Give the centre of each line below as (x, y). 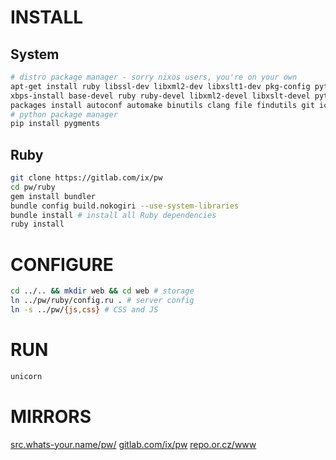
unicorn (26, 376)
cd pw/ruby (33, 187)
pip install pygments (55, 124)
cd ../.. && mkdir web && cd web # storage (102, 291)
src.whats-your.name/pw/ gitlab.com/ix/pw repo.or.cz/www (133, 444)
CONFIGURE (62, 264)
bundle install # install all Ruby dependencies (113, 215)
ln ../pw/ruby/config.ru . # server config (102, 301)
